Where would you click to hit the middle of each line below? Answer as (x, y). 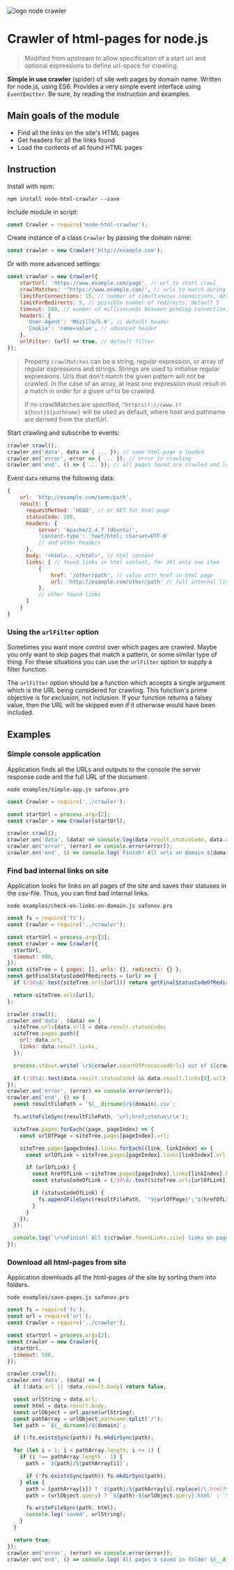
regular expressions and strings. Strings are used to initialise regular (122, 369)
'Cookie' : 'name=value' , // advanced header (91, 329)
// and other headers (69, 543)
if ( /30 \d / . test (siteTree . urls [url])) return (81, 983)
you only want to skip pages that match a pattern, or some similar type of (112, 654)
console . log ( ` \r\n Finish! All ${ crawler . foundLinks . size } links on (114, 1238)
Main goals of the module (63, 116)
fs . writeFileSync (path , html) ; (71, 1508)
